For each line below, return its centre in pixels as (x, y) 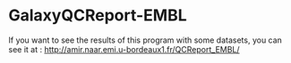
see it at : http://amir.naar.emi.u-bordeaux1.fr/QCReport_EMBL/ (124, 49)
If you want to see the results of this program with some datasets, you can (145, 40)
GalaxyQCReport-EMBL (98, 16)
